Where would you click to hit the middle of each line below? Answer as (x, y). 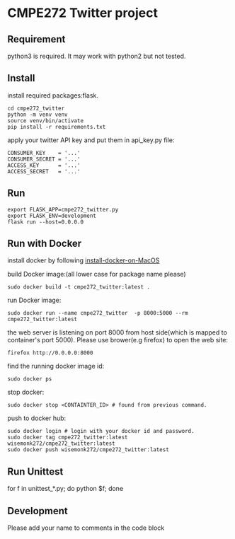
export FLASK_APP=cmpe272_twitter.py (63, 209)
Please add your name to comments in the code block (86, 528)
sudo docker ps (30, 379)
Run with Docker (45, 244)
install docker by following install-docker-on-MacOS (84, 260)
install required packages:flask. (53, 95)
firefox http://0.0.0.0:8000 (50, 353)
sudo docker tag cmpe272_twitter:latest (68, 437)
